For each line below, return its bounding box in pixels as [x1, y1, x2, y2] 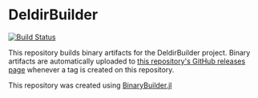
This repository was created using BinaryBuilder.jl [8, 80, 172, 90]
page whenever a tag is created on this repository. [8, 64, 175, 74]
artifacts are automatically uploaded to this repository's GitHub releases [8, 56, 246, 66]
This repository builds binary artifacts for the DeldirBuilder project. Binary [8, 47, 251, 57]
